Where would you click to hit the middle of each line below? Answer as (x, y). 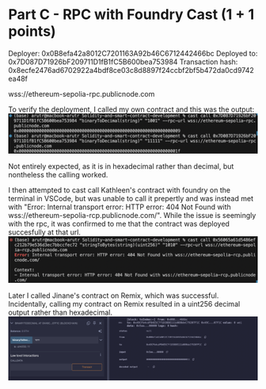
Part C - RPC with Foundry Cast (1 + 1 (131, 15)
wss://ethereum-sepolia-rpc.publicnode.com (82, 93)
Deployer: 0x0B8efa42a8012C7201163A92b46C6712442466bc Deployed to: (133, 53)
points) (32, 31)
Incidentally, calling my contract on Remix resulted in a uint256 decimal (124, 303)
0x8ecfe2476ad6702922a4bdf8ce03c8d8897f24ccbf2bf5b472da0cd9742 (131, 70)
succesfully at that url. (45, 232)
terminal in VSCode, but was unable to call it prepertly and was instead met (131, 198)
